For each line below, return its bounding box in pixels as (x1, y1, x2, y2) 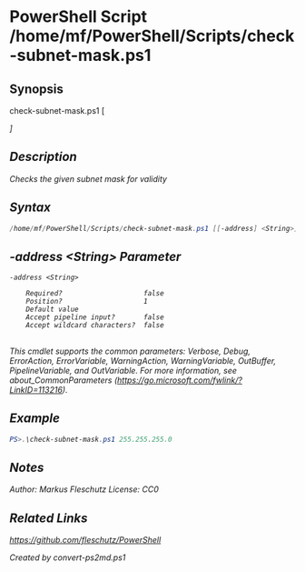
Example (9, 411, 61, 426)
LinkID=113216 (9, 384, 64, 395)
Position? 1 (25, 297, 148, 306)
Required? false (25, 289, 165, 298)
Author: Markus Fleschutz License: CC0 (9, 484, 159, 495)
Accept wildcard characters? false (25, 321, 165, 330)
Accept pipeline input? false (25, 313, 165, 322)
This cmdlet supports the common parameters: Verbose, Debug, (9, 346, 251, 356)
